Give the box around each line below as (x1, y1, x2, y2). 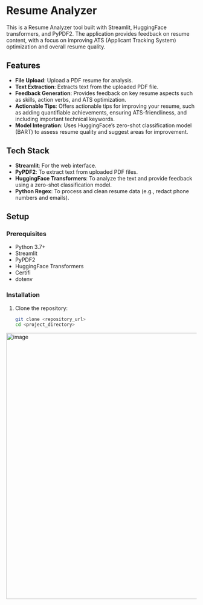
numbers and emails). (14, 194, 69, 201)
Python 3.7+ (14, 243, 46, 251)
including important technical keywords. (14, 115, 115, 122)
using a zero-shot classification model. (14, 181, 112, 188)
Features (6, 61, 40, 71)
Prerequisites (6, 230, 47, 238)
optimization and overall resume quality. (6, 43, 106, 50)
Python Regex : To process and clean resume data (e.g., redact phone (14, 187, 189, 194)
